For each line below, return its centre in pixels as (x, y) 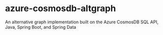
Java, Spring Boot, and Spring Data (41, 27)
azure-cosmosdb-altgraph (61, 9)
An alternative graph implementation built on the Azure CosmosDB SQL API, (82, 22)
